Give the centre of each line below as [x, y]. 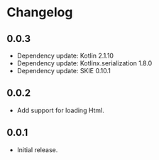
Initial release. [37, 149]
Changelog [40, 12]
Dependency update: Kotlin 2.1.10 [65, 55]
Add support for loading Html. [60, 110]
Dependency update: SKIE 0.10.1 [64, 71]
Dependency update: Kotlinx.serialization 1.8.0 [84, 63]
